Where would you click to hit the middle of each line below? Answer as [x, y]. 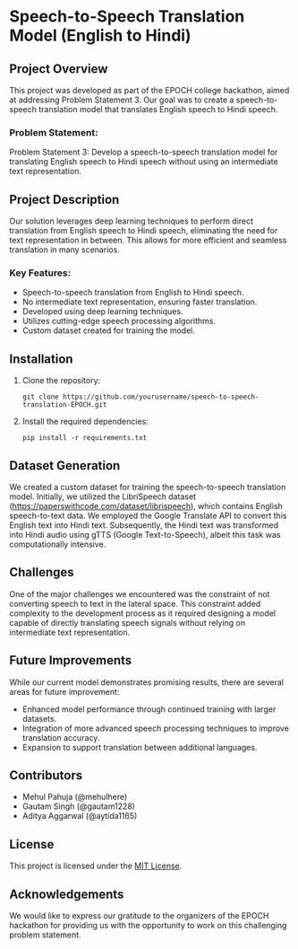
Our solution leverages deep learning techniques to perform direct [131, 221]
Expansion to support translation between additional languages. [140, 747]
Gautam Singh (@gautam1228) [79, 806]
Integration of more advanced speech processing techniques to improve [155, 728]
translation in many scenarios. [65, 250]
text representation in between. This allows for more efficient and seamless [148, 241]
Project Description [64, 199]
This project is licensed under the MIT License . [96, 866]
